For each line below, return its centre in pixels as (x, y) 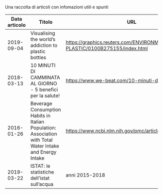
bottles (38, 57)
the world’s (43, 39)
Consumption (46, 110)
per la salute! (45, 96)
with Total (41, 140)
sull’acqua (42, 184)
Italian (37, 122)
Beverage (41, 104)
